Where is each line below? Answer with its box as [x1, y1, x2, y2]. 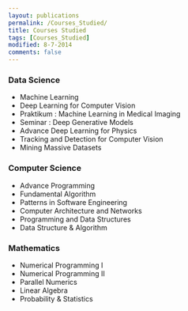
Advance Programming [19, 180, 95, 190]
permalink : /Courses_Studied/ [8, 19, 108, 27]
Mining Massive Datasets [19, 143, 102, 153]
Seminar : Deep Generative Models [19, 118, 134, 127]
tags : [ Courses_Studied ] [8, 33, 90, 42]
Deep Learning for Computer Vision [19, 101, 136, 111]
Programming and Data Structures [19, 214, 132, 224]
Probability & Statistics [19, 294, 93, 303]
